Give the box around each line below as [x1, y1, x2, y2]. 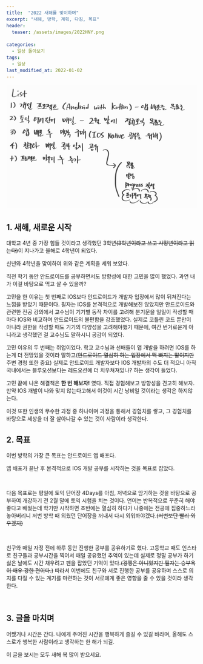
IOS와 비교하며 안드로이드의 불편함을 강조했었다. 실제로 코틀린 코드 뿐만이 [17, 316, 191, 324]
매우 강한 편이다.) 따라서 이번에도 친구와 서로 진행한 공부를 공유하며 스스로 [12, 566, 188, 574]
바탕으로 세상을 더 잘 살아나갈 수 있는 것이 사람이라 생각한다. [6, 415, 148, 422]
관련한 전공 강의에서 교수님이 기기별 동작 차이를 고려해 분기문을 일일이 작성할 [6, 308, 188, 316]
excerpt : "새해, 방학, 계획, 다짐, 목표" [6, 16, 100, 22]
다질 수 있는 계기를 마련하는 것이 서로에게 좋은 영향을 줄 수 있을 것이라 [17, 574, 182, 582]
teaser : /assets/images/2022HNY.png [12, 29, 104, 35]
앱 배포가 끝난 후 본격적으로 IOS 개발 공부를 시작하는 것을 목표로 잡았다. [6, 464, 175, 472]
